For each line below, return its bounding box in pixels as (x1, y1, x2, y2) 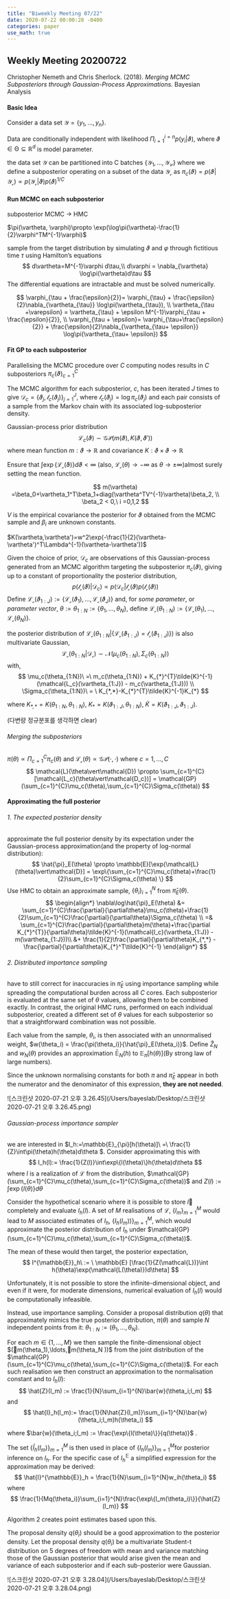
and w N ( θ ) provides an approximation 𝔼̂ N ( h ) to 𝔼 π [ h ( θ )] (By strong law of (7, 1049, 212, 1059)
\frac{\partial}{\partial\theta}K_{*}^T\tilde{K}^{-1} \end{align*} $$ (23, 942, 207, 951)
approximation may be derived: (7, 1462, 95, 1471)
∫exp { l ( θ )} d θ (7, 1184, 43, 1193)
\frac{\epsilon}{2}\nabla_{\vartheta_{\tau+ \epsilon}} (50, 322, 199, 331)
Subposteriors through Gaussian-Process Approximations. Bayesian (7, 80, 200, 89)
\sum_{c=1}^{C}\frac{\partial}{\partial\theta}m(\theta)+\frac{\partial (20, 920, 211, 929)
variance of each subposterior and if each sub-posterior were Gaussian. (7, 1561, 211, 1569)
